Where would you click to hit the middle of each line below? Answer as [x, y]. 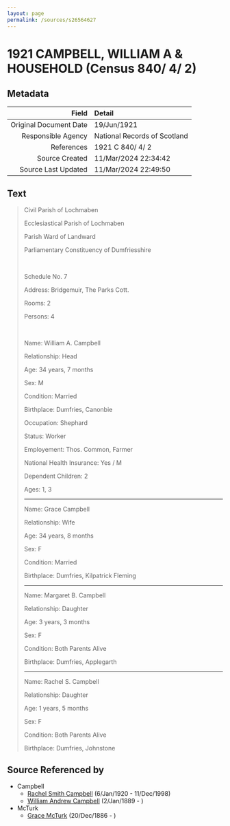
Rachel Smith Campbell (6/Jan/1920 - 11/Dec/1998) [99, 794]
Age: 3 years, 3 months [57, 622]
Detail [104, 113]
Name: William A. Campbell [62, 343]
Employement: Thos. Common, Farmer [78, 450]
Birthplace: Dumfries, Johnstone [69, 748]
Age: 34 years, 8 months [59, 536]
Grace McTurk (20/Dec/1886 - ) [72, 816]
